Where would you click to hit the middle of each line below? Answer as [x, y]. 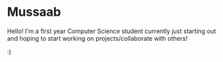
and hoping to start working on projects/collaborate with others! [97, 38]
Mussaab [34, 12]
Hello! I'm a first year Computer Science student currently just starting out [111, 31]
